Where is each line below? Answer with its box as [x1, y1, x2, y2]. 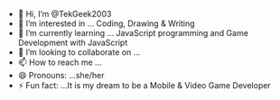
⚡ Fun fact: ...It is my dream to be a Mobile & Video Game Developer [17, 80, 271, 90]
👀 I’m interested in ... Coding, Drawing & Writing [17, 18, 196, 29]
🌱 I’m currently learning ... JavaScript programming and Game [17, 28, 248, 38]
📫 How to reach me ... [17, 57, 102, 68]
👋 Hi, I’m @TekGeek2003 [17, 9, 112, 19]
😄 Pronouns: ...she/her [17, 70, 105, 80]
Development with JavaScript [17, 37, 128, 48]
